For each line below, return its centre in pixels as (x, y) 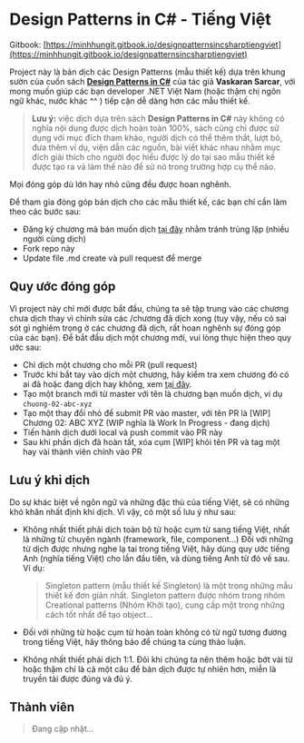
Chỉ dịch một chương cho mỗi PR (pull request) (110, 364)
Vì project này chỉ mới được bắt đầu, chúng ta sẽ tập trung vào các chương (149, 308)
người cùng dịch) (54, 238)
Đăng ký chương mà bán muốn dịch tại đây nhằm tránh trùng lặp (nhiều (156, 229)
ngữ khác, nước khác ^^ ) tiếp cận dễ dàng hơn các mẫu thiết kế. (130, 101)
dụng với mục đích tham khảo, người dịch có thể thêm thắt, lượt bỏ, (157, 137)
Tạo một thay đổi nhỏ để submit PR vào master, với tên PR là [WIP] (147, 412)
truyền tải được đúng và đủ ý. (78, 679)
